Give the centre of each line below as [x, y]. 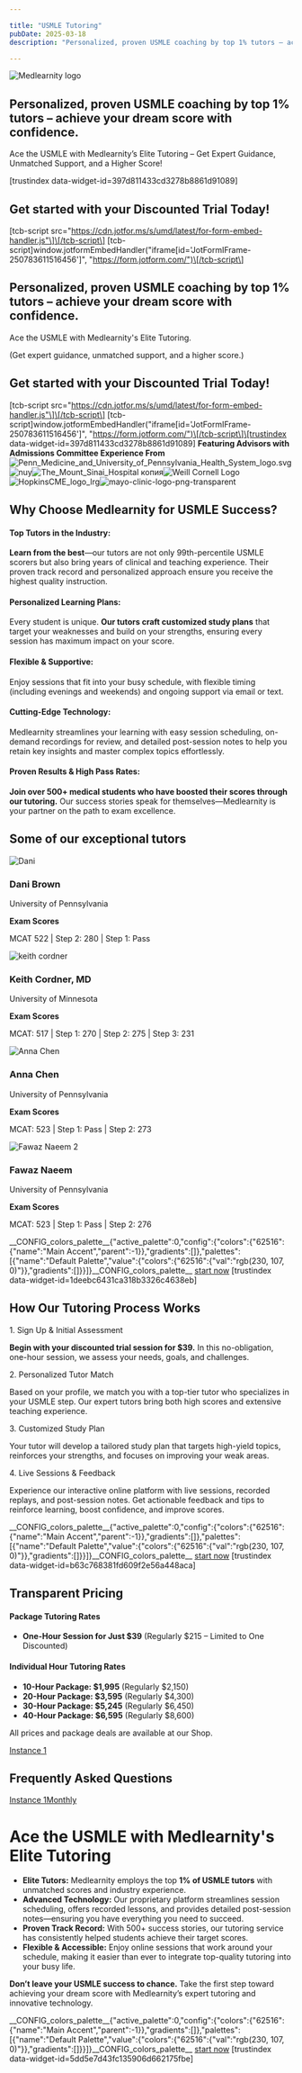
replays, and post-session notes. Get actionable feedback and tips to [137, 1500]
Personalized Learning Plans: [65, 602]
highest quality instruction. [58, 581]
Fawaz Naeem [41, 1169]
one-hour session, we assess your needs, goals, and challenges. [129, 1356]
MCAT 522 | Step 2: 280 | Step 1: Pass [80, 939]
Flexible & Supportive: [52, 662]
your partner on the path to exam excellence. [93, 811]
